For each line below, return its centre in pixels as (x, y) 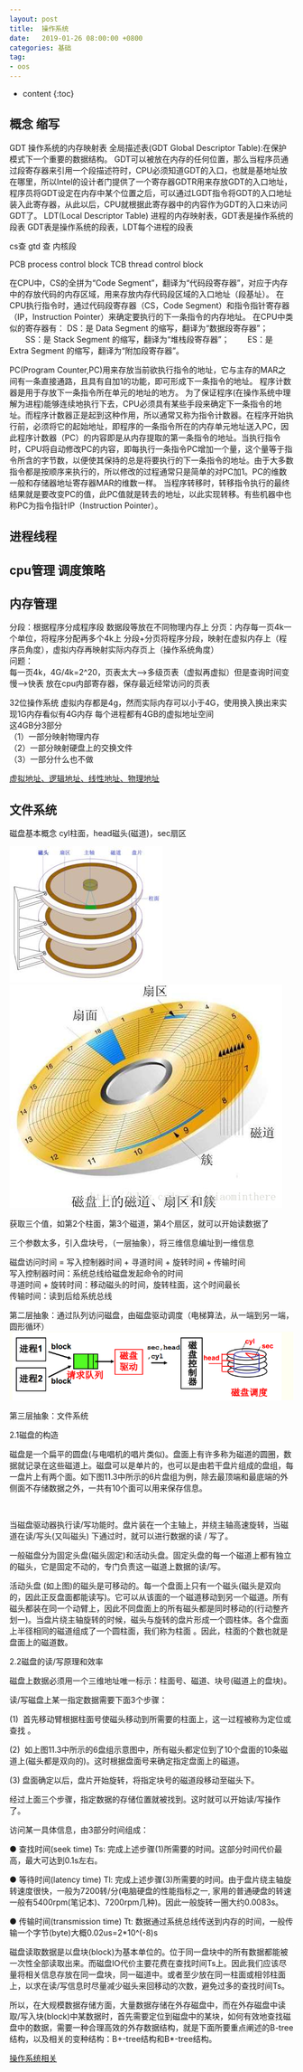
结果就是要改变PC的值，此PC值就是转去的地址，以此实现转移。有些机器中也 (151, 494)
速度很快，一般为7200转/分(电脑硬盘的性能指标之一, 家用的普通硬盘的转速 (154, 1890)
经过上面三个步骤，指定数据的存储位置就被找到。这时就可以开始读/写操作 (145, 1799)
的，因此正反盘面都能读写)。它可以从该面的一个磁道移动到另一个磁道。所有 (149, 1596)
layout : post (34, 19)
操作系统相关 (33, 2058)
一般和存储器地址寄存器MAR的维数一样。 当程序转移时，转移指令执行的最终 (150, 483)
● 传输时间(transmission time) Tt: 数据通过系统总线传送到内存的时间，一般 (147, 1921)
